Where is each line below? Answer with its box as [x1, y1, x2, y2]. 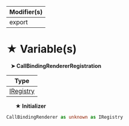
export [9, 18, 28, 26]
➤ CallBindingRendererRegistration [10, 62, 102, 69]
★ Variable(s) [6, 42, 77, 56]
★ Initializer [15, 102, 47, 110]
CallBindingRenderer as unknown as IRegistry [6, 114, 123, 120]
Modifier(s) [9, 8, 43, 16]
